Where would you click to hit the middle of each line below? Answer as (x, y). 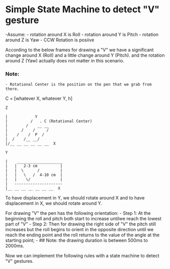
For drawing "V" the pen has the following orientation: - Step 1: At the (78, 213)
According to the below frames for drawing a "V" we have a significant (80, 50)
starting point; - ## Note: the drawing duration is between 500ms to (77, 240)
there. (12, 89)
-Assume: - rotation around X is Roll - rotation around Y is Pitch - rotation (82, 34)
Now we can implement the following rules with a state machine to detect (82, 256)
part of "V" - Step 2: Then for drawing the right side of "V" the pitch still (81, 224)
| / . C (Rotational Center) (49, 121)
